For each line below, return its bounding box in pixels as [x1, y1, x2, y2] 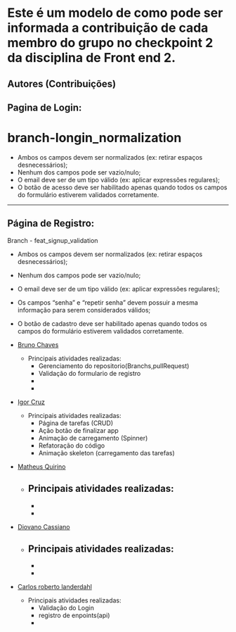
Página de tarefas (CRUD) [38, 419, 114, 427]
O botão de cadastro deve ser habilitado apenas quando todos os [17, 319, 207, 328]
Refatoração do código [38, 441, 105, 450]
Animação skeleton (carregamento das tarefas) [38, 448, 176, 457]
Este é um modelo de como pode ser [7, 5, 223, 21]
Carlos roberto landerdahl [17, 583, 93, 591]
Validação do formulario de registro [38, 369, 141, 377]
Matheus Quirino [17, 462, 66, 471]
